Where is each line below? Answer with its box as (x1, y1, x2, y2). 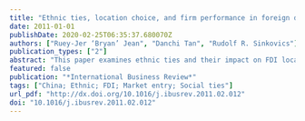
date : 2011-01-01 (9, 22, 75, 31)
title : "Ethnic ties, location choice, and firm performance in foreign (9, 13, 290, 23)
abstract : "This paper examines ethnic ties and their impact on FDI (9, 55, 279, 65)
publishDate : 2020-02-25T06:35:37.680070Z (9, 30, 172, 39)
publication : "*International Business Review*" (9, 73, 197, 82)
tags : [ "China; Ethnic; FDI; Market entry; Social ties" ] (9, 81, 233, 90)
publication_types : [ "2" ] (9, 47, 107, 56)
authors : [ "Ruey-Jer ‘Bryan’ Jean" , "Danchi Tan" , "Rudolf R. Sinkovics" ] (9, 38, 299, 48)
